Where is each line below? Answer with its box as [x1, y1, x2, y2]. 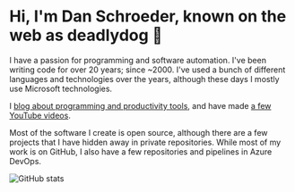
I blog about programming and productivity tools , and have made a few [9, 100, 272, 111]
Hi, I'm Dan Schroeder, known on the [9, 6, 287, 27]
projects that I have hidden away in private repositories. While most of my [9, 137, 282, 147]
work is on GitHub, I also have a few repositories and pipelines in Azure [9, 146, 273, 157]
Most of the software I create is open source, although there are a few [9, 127, 268, 138]
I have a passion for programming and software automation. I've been [9, 54, 267, 65]
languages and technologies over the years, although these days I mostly [9, 73, 280, 84]
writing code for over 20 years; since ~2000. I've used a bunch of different [9, 64, 286, 75]
